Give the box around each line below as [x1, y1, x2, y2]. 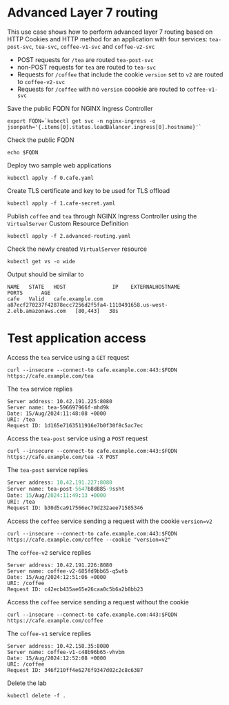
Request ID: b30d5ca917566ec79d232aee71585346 [7, 504, 143, 511]
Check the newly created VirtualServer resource [7, 245, 147, 253]
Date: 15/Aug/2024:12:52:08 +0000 [7, 655, 107, 662]
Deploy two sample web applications [7, 161, 112, 170]
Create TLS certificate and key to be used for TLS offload [7, 186, 170, 194]
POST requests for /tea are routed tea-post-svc [17, 55, 154, 63]
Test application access [7, 331, 146, 346]
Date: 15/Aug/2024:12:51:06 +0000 [7, 574, 107, 581]
